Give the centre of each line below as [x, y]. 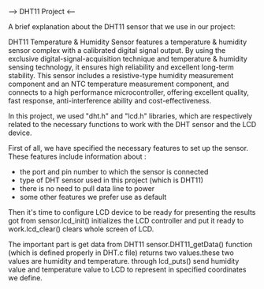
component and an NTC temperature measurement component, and [119, 84]
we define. [26, 278]
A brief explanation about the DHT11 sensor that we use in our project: [122, 26]
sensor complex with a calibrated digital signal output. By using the [117, 50]
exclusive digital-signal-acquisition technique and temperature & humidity [128, 59]
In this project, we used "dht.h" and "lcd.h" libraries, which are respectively [130, 116]
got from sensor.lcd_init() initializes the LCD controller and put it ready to [126, 221]
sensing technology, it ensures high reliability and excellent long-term [121, 67]
